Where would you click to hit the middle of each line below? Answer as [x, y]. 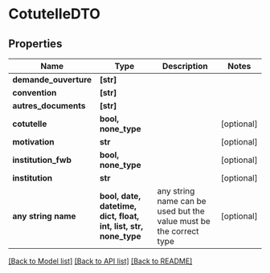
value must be [184, 221]
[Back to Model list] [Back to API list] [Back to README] [100, 261]
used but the [181, 211]
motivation [33, 142]
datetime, [118, 206]
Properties [35, 44]
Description [185, 66]
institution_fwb [42, 160]
